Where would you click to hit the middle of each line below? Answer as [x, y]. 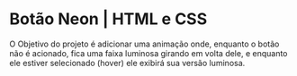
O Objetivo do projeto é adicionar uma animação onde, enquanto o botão [144, 44]
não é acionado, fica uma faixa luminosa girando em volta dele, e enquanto [148, 53]
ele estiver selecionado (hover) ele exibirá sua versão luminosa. [127, 63]
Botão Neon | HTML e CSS [108, 19]
